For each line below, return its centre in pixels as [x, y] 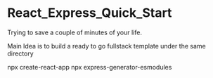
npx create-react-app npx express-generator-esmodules [90, 67]
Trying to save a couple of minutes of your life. [75, 32]
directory [20, 53]
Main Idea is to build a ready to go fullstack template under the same [106, 46]
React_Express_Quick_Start [90, 13]
